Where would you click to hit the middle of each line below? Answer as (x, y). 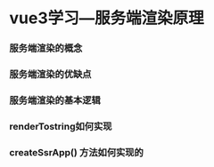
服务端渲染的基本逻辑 (55, 100)
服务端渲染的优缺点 (50, 75)
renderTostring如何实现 (61, 126)
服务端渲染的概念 (46, 48)
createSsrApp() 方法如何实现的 (77, 152)
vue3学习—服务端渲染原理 (107, 18)
